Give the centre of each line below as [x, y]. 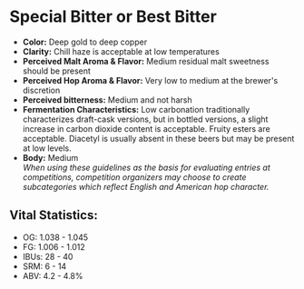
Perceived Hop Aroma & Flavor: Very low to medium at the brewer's [150, 80]
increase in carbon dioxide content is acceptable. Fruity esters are [146, 128]
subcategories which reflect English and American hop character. [146, 186]
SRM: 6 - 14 [44, 266]
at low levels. [47, 148]
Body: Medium [50, 157]
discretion [41, 90]
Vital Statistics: [54, 215]
